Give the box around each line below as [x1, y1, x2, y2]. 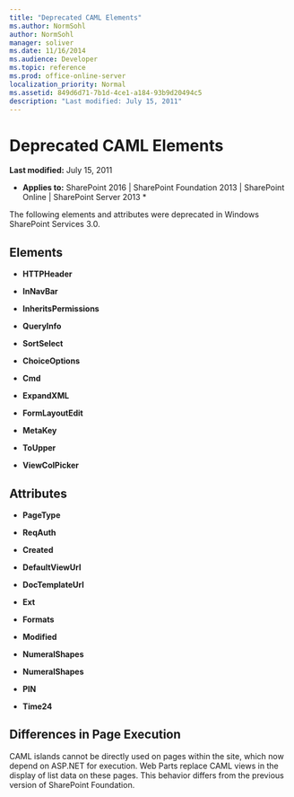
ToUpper [22, 442, 56, 453]
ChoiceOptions [22, 355, 81, 366]
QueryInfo [22, 320, 62, 332]
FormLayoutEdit [22, 407, 83, 418]
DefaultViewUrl [22, 562, 82, 573]
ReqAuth [22, 527, 56, 538]
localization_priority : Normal [9, 80, 126, 89]
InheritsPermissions [22, 303, 100, 314]
